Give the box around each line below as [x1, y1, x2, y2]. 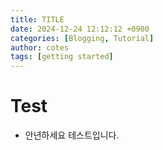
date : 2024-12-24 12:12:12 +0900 [10, 24, 150, 34]
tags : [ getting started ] [10, 52, 114, 62]
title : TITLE [10, 14, 65, 25]
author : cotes [10, 42, 70, 53]
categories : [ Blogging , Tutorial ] [10, 33, 155, 43]
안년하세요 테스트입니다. [24, 129, 120, 141]
